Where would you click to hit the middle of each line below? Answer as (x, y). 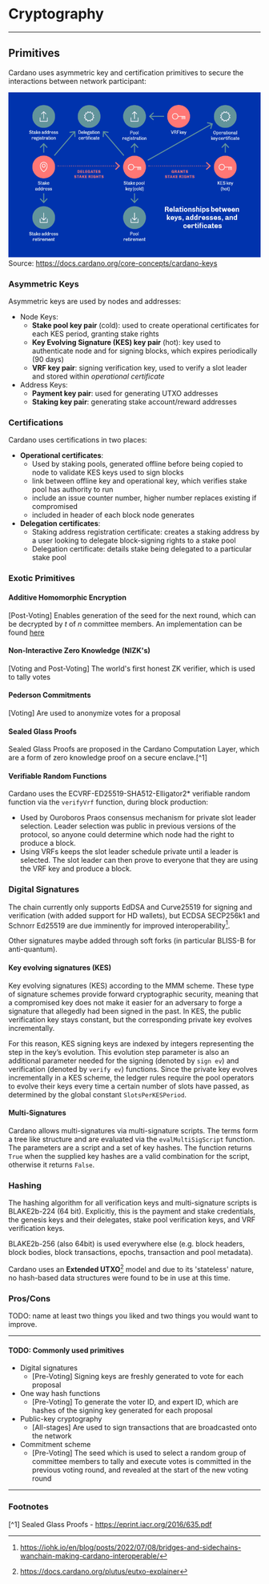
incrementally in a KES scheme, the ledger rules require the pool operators (131, 1077)
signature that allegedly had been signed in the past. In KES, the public (125, 1011)
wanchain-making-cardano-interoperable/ (90, 1556)
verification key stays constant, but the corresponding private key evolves (130, 1019)
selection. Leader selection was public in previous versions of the (128, 826)
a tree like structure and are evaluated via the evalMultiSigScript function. (132, 1139)
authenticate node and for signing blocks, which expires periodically (145, 351)
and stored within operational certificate (98, 376)
